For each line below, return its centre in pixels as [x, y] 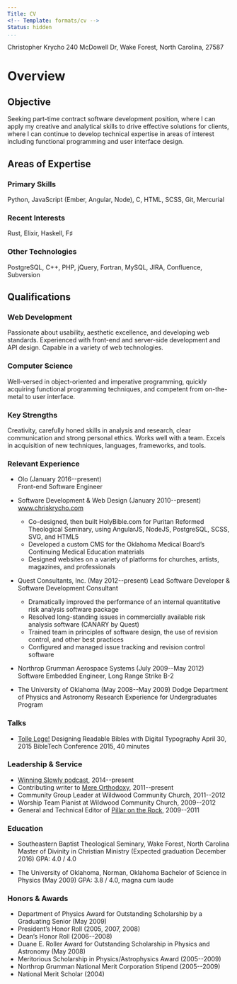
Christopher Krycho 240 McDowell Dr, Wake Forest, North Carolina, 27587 [116, 47]
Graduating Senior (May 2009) [62, 922]
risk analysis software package [73, 610]
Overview [36, 76]
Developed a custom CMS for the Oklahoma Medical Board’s [116, 544]
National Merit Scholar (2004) [61, 974]
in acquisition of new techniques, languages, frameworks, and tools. [107, 445]
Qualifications [39, 297]
